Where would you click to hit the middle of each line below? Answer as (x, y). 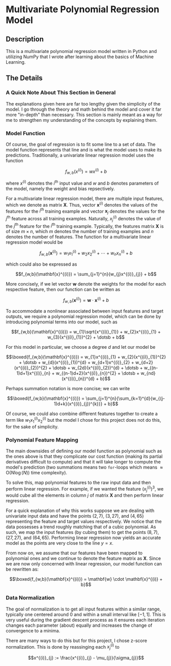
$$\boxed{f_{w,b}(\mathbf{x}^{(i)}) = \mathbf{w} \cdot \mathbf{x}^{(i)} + (86, 579)
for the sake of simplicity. (32, 426)
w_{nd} (148, 373)
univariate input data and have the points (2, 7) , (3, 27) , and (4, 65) (75, 516)
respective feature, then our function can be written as (63, 289)
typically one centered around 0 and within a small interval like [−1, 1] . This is (86, 614)
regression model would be (34, 242)
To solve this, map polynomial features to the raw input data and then (78, 482)
